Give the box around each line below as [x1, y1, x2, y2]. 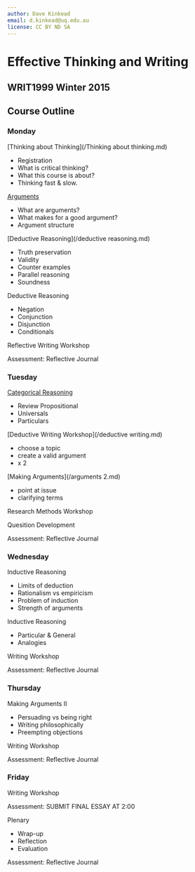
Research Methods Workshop [7, 507, 93, 515]
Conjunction [17, 312, 53, 320]
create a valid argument [17, 451, 86, 460]
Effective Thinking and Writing [7, 53, 189, 70]
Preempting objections [17, 728, 83, 736]
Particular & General [17, 631, 76, 639]
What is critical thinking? [17, 163, 89, 172]
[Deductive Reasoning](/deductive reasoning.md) [7, 234, 151, 242]
